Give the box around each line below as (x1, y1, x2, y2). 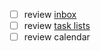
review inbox (23, 9, 77, 20)
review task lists (23, 20, 91, 32)
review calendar (23, 31, 91, 43)
